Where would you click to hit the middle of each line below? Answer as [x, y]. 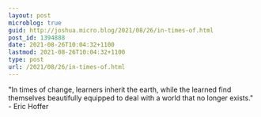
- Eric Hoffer [28, 106]
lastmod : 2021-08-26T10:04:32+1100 [67, 52]
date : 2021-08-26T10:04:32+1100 [61, 45]
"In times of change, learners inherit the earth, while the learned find [120, 89]
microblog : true [35, 23]
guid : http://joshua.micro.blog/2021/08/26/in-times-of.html [111, 30]
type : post [26, 60]
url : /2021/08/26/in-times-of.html [67, 67]
